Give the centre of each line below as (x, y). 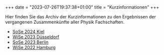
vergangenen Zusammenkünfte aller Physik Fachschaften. (65, 22)
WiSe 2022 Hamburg (34, 47)
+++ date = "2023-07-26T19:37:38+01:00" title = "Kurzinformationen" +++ (82, 7)
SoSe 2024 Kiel (28, 31)
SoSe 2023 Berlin (30, 42)
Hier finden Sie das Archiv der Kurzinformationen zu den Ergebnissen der (81, 17)
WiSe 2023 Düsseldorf (36, 37)
